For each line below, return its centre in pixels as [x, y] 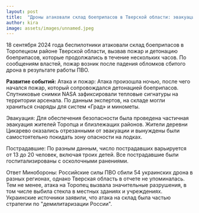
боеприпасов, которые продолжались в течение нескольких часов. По [96, 57]
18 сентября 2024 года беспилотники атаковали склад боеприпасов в [95, 45]
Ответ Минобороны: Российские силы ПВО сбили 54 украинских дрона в [99, 173]
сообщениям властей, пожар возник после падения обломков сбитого [96, 64]
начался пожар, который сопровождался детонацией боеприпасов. [92, 88]
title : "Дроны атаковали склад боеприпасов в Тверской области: [88, 17]
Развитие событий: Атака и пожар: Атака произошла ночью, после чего [98, 82]
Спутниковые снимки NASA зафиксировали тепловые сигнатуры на [92, 94]
